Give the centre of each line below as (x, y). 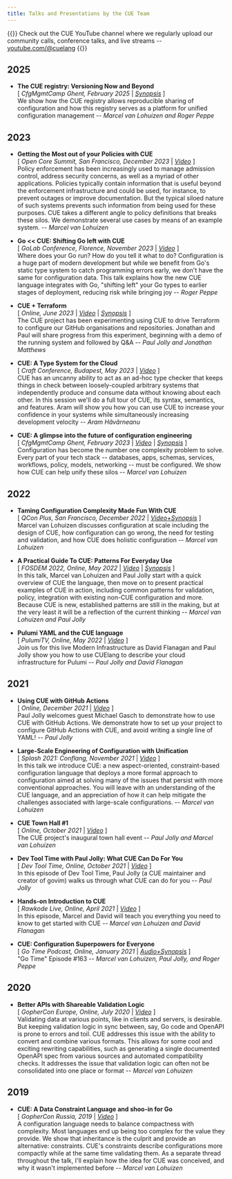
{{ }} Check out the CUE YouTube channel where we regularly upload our (110, 33)
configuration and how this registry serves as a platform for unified (112, 109)
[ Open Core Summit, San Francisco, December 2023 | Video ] (106, 161)
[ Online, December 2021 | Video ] (65, 708)
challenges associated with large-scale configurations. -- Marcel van (115, 802)
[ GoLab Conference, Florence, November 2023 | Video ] (98, 248)
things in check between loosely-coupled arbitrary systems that (108, 385)
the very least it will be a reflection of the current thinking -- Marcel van (119, 612)
